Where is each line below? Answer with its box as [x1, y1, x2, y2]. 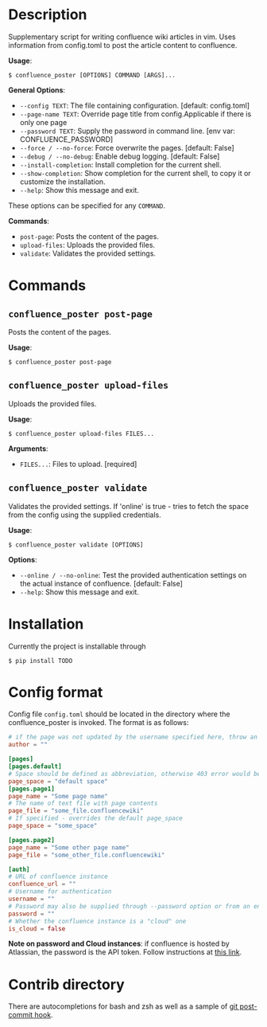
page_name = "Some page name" [8, 792, 109, 800]
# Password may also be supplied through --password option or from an [8, 902, 250, 910]
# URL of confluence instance [8, 872, 109, 881]
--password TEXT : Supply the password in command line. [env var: [19, 126, 236, 135]
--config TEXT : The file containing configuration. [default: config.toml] [19, 100, 250, 110]
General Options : [8, 85, 66, 95]
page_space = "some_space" [8, 822, 98, 830]
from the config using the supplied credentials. [8, 510, 161, 519]
